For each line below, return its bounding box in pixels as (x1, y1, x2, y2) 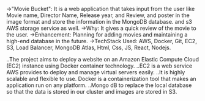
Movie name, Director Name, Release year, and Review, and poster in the (6, 12, 190, 19)
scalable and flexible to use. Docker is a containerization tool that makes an (6, 75, 197, 82)
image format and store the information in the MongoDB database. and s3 (6, 18, 193, 25)
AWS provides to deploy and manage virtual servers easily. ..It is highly (6, 69, 185, 75)
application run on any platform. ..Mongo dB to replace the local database (6, 82, 192, 89)
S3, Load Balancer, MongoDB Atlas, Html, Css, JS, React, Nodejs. (6, 44, 171, 51)
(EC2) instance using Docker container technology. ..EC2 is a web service (6, 62, 193, 69)
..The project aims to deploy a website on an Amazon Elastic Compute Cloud (6, 56, 199, 63)
